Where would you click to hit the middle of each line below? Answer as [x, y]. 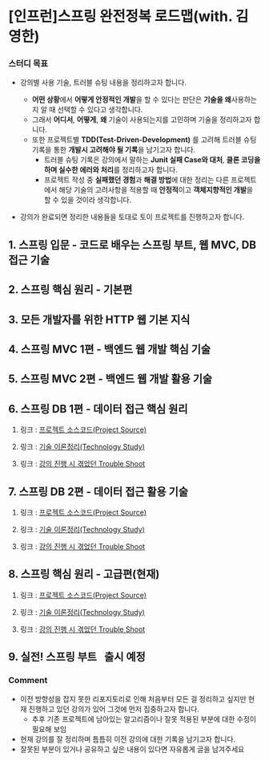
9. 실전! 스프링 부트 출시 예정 [77, 657]
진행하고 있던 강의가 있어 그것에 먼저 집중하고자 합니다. [114, 709]
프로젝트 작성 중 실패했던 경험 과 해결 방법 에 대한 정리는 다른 [137, 180]
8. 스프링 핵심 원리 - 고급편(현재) [84, 574]
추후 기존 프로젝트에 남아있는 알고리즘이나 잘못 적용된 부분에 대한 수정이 [144, 718]
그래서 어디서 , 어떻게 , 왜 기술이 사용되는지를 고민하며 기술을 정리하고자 [142, 120]
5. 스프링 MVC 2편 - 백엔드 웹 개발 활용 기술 [110, 379]
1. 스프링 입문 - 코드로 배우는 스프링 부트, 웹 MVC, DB [132, 244]
